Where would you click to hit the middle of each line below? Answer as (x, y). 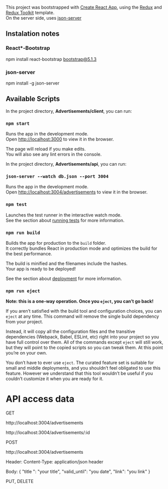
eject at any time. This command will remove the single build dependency (82, 316)
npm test (16, 204)
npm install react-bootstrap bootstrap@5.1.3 (51, 59)
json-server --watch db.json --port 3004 (57, 177)
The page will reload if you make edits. (46, 149)
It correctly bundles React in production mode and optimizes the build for (81, 248)
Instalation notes (33, 34)
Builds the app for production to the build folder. (56, 243)
